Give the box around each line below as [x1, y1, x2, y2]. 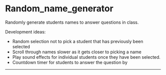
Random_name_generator [5, 3, 114, 14]
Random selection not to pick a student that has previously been [12, 38, 143, 44]
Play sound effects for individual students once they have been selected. [12, 54, 161, 60]
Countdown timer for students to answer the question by [12, 59, 127, 65]
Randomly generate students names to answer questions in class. [5, 19, 139, 25]
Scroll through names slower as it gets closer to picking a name [12, 49, 142, 55]
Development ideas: [5, 29, 46, 35]
